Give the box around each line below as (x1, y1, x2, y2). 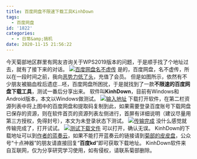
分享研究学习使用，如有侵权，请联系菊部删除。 (42, 147, 155, 154)
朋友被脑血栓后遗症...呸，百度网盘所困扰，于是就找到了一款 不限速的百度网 (11, 80, 191, 87)
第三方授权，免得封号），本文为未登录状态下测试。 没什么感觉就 (6, 117, 187, 124)
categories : (6, 31, 35, 37)
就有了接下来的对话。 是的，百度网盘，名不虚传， (16, 65, 185, 72)
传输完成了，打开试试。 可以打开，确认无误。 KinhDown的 (6, 124, 185, 131)
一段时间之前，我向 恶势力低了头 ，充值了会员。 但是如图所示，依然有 (16, 73, 182, 80)
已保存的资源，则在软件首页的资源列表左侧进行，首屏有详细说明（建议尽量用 (6, 110, 191, 117)
